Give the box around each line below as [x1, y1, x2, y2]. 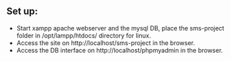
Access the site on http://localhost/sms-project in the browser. [16, 38, 195, 47]
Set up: [6, 6, 39, 17]
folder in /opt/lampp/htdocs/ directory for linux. [16, 31, 151, 40]
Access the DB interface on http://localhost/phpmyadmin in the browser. [16, 46, 223, 54]
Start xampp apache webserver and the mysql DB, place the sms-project [16, 24, 225, 32]
